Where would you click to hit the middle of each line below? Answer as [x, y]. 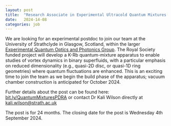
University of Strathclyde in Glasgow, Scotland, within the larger [73, 44]
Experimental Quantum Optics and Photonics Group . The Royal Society [80, 49]
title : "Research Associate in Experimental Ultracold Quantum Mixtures [86, 15]
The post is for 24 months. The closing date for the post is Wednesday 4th [84, 113]
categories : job [23, 24]
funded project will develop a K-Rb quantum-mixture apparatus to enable [83, 55]
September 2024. [24, 118]
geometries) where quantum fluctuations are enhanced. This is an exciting [84, 71]
